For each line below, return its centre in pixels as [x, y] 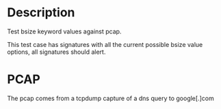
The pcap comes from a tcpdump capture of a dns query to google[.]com [110, 98]
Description [41, 13]
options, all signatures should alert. [56, 52]
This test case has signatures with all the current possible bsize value [105, 44]
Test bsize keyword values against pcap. [64, 31]
